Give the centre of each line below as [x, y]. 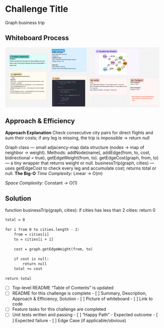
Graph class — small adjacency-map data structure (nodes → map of [75, 148]
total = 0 [15, 220]
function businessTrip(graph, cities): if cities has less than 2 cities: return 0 [80, 210]
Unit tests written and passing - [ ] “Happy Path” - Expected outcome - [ [85, 315]
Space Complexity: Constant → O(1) [41, 183]
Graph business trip [25, 23]
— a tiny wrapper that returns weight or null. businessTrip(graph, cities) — [80, 163]
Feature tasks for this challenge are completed [59, 309]
